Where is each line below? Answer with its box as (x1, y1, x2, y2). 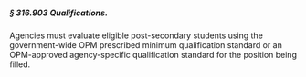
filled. (9, 59, 31, 70)
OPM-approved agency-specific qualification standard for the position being (9, 49, 297, 60)
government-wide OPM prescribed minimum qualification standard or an (9, 39, 283, 50)
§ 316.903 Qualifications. (9, 7, 108, 18)
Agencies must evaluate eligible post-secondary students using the (9, 30, 263, 41)
